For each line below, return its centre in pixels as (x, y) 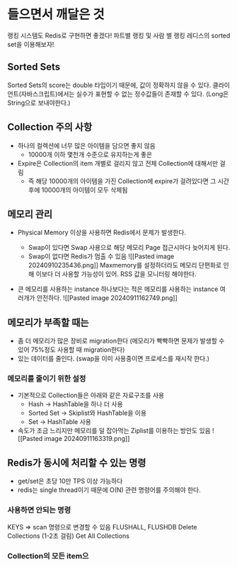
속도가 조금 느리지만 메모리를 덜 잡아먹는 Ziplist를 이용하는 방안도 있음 (114, 431)
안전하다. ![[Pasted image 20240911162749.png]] (107, 298)
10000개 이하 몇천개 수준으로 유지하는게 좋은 (90, 154)
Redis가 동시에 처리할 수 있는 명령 (77, 463)
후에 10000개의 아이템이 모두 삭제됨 (78, 190)
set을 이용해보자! (31, 44)
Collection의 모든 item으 (48, 556)
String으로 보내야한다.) (39, 103)
